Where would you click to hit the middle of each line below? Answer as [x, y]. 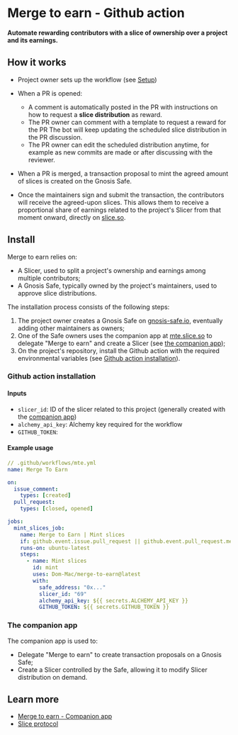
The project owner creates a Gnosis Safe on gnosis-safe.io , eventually [120, 320]
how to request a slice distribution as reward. [95, 114]
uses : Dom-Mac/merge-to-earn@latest [87, 574]
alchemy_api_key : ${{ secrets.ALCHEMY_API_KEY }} [114, 600]
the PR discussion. [55, 137]
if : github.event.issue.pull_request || [80, 541]
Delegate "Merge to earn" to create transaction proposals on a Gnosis [119, 654]
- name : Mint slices [56, 561]
